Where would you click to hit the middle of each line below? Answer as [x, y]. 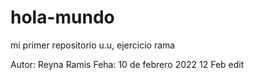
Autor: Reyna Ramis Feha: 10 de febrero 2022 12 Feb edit [127, 64]
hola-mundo [62, 17]
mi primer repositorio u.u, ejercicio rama [93, 45]
